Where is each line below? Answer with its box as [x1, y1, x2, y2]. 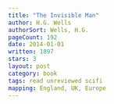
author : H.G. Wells [8, 19, 72, 27]
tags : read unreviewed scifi [8, 77, 103, 84]
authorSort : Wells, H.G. [8, 26, 89, 34]
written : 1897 [8, 48, 55, 56]
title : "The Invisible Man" [8, 11, 100, 20]
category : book [8, 70, 58, 77]
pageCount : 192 [8, 33, 58, 41]
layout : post [8, 63, 51, 70]
